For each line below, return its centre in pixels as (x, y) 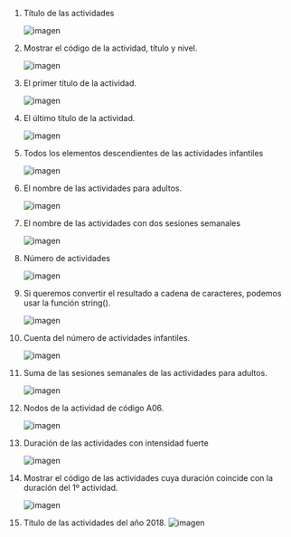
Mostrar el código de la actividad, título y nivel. (110, 48)
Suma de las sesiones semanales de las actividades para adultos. (145, 373)
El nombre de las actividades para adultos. (103, 188)
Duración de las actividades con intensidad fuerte (116, 443)
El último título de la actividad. (79, 118)
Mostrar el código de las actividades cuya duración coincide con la (148, 478)
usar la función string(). (67, 303)
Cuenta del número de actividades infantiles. (107, 338)
